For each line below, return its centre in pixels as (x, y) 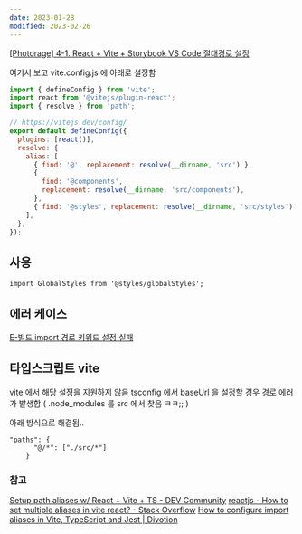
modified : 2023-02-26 (50, 26)
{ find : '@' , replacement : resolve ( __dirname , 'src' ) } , (143, 165)
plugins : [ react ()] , (56, 139)
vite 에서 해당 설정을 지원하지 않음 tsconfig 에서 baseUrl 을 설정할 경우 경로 (143, 392)
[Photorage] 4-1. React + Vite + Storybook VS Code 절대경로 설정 (130, 53)
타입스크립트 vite (55, 369)
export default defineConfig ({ (68, 131)
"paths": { (30, 440)
